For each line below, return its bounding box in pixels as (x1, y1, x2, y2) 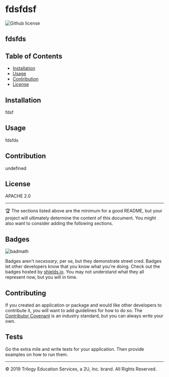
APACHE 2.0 (5, 193, 31, 199)
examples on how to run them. (5, 351, 68, 357)
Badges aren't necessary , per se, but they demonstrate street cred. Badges (5, 258, 162, 264)
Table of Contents (5, 52, 63, 60)
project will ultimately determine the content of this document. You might (5, 215, 156, 221)
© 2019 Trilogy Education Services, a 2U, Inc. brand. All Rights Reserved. (5, 366, 157, 372)
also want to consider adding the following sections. (5, 220, 113, 227)
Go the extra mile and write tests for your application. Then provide (5, 346, 144, 352)
